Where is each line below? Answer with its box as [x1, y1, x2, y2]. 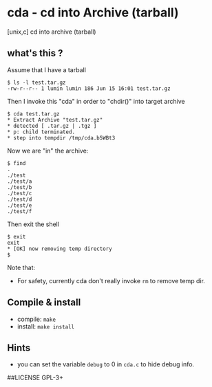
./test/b [7, 184, 32, 190]
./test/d [7, 196, 32, 203]
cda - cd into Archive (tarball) [7, 5, 179, 21]
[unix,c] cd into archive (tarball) [7, 27, 96, 36]
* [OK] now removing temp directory [7, 245, 112, 252]
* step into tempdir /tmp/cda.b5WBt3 [7, 134, 116, 142]
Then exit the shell [7, 220, 60, 228]
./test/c [7, 190, 32, 197]
